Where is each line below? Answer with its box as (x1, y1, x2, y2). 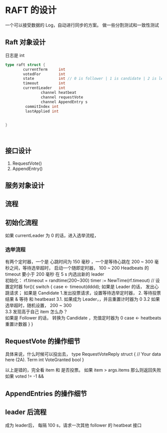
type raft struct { (5, 62, 46, 67)
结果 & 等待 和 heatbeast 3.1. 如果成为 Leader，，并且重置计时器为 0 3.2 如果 (5, 296, 160, 302)
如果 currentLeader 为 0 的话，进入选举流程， (5, 233, 99, 239)
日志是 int (5, 52, 25, 58)
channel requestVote (40, 94, 83, 100)
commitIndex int (25, 104, 59, 109)
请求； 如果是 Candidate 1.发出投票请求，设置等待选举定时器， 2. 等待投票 (9, 290, 162, 296)
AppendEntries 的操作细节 (5, 389, 87, 398)
